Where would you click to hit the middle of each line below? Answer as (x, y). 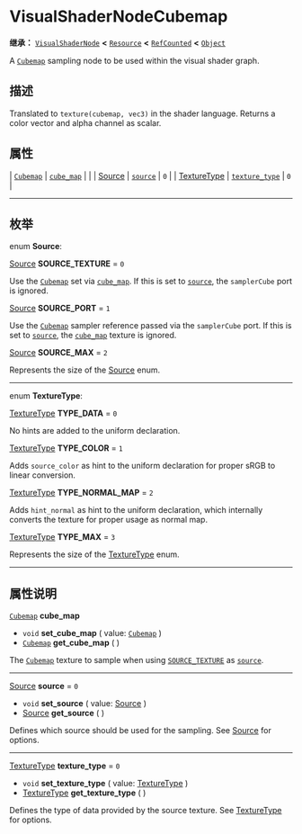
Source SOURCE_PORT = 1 (60, 309)
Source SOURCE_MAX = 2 (58, 353)
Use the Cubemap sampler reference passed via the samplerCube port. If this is (151, 326)
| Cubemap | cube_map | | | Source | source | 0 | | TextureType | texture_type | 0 (150, 175)
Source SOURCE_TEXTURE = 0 (67, 264)
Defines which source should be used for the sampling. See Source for (140, 731)
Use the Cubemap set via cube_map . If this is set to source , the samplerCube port (151, 282)
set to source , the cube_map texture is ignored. (93, 336)
